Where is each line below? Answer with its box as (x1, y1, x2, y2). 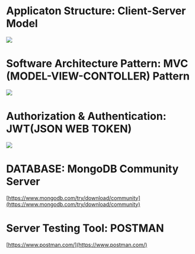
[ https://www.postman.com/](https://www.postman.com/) (6, 241, 148, 248)
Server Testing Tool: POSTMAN (6, 221, 164, 235)
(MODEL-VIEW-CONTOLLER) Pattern (6, 69, 190, 83)
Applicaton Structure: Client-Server (6, 4, 186, 18)
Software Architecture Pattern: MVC (6, 57, 188, 71)
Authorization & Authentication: (6, 110, 167, 123)
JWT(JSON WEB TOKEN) (6, 122, 132, 136)
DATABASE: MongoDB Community (6, 162, 179, 176)
